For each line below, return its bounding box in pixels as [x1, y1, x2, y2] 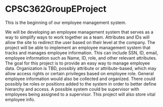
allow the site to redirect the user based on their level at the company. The [5, 39, 156, 45]
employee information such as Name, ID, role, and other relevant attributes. [5, 55, 157, 61]
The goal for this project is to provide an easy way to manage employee [5, 60, 150, 66]
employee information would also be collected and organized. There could [5, 76, 156, 82]
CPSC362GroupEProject [5, 3, 107, 15]
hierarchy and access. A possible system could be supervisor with [5, 86, 139, 92]
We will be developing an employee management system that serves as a [5, 29, 154, 35]
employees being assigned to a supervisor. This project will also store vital [5, 91, 156, 97]
